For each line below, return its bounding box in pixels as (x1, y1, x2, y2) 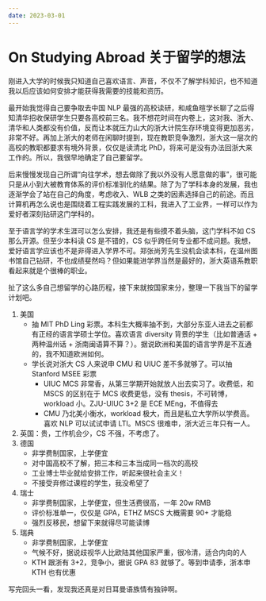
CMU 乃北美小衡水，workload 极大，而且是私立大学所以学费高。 (43, 408, 254, 418)
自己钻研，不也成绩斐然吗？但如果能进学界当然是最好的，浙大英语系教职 (21, 256, 258, 265)
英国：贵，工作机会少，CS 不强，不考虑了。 (19, 428, 164, 437)
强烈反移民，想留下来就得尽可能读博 (31, 518, 150, 527)
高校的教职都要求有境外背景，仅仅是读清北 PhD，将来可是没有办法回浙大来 (8, 142, 253, 152)
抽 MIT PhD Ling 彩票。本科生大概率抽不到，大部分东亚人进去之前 (31, 319, 247, 329)
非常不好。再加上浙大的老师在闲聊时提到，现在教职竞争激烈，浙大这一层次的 (8, 133, 258, 142)
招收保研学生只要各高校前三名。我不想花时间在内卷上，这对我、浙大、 (28, 113, 258, 122)
